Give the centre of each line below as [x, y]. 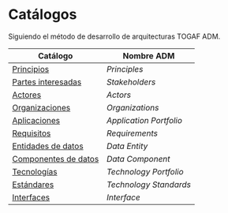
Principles [125, 69]
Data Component [138, 159]
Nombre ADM [149, 55]
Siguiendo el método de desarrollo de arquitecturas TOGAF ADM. [114, 36]
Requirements [132, 133]
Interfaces [31, 197]
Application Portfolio [144, 120]
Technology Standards [149, 185]
